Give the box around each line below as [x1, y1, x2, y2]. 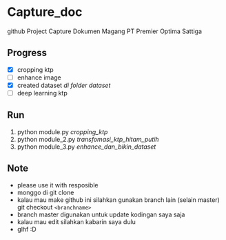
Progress [7, 47, 47, 59]
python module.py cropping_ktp [17, 127, 108, 136]
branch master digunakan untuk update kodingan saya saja [17, 210, 185, 219]
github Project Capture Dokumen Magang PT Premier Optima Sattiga [7, 27, 202, 35]
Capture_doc [7, 4, 83, 20]
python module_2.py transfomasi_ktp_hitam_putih [17, 135, 160, 143]
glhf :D [17, 225, 37, 233]
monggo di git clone [17, 188, 74, 196]
